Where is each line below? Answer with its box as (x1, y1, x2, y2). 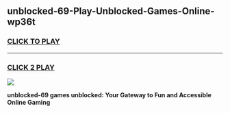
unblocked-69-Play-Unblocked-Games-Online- (7, 5, 215, 17)
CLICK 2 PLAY (7, 62, 55, 72)
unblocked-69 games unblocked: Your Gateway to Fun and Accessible (7, 90, 212, 99)
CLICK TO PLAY (7, 37, 60, 47)
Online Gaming (7, 98, 51, 106)
